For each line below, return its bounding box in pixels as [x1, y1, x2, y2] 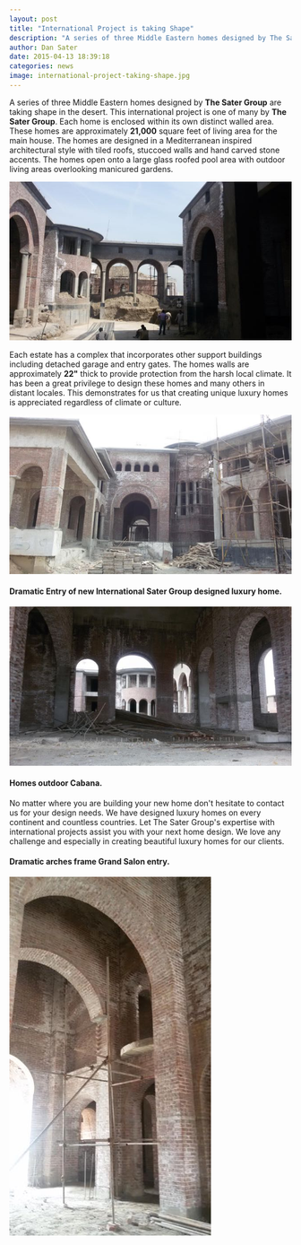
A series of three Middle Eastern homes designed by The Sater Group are [9, 97, 282, 108]
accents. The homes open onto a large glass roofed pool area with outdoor [9, 153, 286, 165]
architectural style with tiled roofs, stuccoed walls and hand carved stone [9, 144, 280, 155]
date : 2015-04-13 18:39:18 [9, 52, 110, 62]
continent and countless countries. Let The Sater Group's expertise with [9, 816, 275, 827]
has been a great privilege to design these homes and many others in [9, 378, 265, 389]
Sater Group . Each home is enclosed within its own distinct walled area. [9, 116, 275, 126]
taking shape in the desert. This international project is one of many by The [9, 106, 287, 117]
